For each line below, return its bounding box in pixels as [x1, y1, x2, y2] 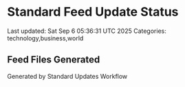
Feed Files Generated [7, 54, 100, 66]
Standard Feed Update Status [7, 4, 179, 20]
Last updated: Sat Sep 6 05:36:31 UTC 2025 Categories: [7, 27, 166, 35]
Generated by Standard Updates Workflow [7, 72, 128, 80]
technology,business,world [7, 34, 84, 42]
